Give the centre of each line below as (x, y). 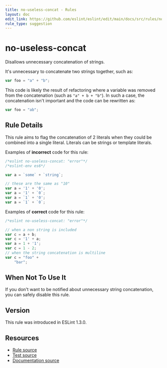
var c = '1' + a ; (23, 239)
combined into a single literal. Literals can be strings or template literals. (79, 143)
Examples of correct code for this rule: (45, 212)
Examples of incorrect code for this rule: (47, 152)
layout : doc (17, 14)
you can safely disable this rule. (38, 295)
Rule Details (24, 125)
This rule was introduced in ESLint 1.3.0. (46, 322)
